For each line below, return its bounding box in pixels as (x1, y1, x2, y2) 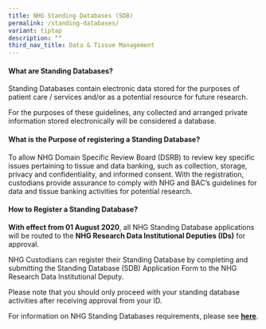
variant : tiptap (8, 26, 62, 34)
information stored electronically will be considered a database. (8, 117, 217, 126)
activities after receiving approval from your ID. (8, 295, 162, 305)
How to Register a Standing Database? (8, 204, 138, 214)
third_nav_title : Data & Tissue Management (8, 42, 155, 50)
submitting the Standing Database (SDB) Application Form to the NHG (8, 263, 237, 272)
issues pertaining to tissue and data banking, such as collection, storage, (8, 161, 248, 170)
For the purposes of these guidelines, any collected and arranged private (8, 108, 248, 117)
